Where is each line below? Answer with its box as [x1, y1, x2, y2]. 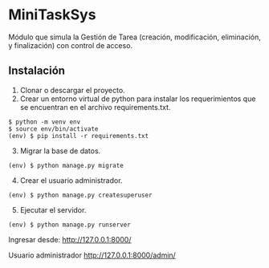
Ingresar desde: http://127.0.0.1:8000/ [8, 234, 132, 244]
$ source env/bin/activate [8, 124, 99, 133]
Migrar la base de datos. [19, 146, 101, 156]
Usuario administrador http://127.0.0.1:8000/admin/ [8, 250, 177, 260]
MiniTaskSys [8, 6, 96, 24]
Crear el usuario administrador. [19, 175, 123, 185]
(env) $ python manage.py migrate [8, 161, 124, 169]
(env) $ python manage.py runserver [8, 221, 131, 229]
